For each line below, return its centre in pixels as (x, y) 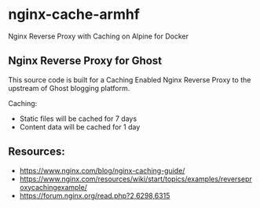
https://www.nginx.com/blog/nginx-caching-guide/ (102, 170)
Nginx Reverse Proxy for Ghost (85, 61)
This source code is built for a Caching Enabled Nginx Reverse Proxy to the (130, 79)
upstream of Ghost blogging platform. (69, 88)
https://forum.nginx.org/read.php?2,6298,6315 (95, 195)
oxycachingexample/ (53, 187)
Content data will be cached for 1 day (80, 126)
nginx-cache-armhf (74, 15)
